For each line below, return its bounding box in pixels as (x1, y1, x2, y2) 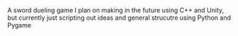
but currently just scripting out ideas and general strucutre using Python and (7, 13, 232, 22)
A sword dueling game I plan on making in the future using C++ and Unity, (7, 6, 225, 14)
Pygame (7, 21, 32, 29)
